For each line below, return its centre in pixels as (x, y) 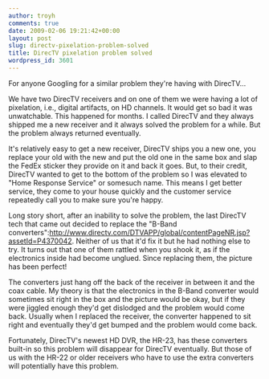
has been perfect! (38, 267)
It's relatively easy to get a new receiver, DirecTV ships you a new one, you (132, 149)
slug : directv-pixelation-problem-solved (79, 46)
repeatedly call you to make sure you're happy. (86, 200)
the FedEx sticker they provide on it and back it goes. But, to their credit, (128, 165)
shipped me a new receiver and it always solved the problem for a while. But (134, 124)
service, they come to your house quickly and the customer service (120, 191)
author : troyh (32, 16)
